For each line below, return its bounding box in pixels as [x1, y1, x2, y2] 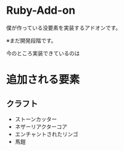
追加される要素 [6, 73, 80, 87]
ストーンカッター [14, 115, 58, 123]
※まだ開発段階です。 [6, 37, 57, 44]
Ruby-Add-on [6, 4, 76, 17]
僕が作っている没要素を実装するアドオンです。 [6, 24, 121, 31]
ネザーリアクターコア [14, 123, 68, 130]
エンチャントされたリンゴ [14, 130, 78, 138]
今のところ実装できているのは [6, 49, 80, 57]
